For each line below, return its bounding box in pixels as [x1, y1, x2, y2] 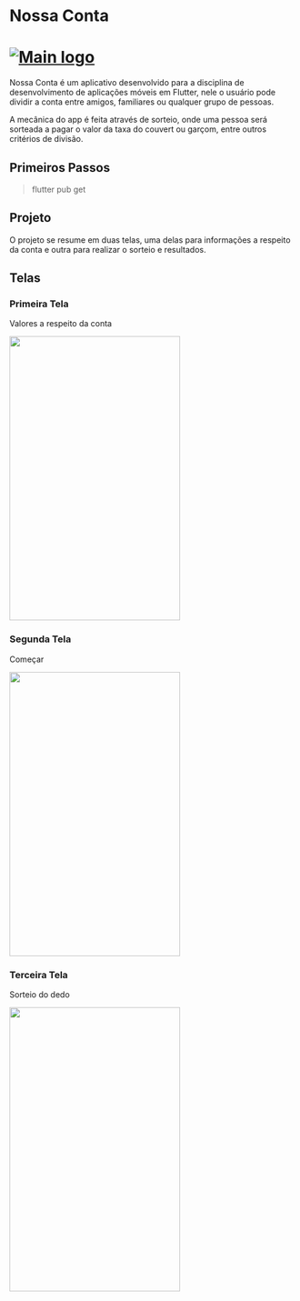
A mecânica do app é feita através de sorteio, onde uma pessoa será [9, 115, 268, 125]
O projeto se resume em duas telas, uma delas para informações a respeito [9, 234, 291, 245]
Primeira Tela [9, 297, 70, 310]
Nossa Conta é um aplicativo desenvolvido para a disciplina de [9, 77, 245, 88]
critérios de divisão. [9, 134, 84, 145]
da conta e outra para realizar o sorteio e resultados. [9, 244, 206, 255]
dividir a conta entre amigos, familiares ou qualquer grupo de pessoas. [9, 96, 275, 107]
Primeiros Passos [9, 160, 111, 175]
